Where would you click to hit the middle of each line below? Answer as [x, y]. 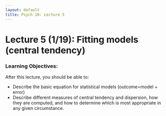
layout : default [22, 10]
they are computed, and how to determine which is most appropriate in [87, 103]
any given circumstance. [38, 108]
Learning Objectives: [32, 66]
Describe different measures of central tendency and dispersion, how [85, 97]
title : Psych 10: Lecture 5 [35, 15]
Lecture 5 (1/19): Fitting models [72, 40]
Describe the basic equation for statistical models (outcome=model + [85, 87]
